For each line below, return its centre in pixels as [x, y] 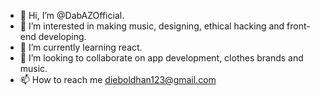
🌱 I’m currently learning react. [81, 47]
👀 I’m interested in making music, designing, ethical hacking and [152, 26]
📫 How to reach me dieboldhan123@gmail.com [118, 79]
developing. [62, 36]
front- [298, 26]
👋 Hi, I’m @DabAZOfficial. [72, 15]
